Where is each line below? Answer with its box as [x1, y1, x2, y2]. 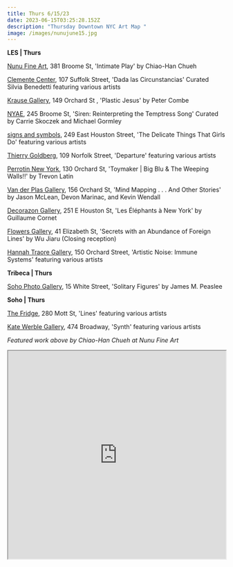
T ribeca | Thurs [7, 269, 53, 278]
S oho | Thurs [7, 296, 46, 304]
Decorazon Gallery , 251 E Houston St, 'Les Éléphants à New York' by [7, 206, 203, 215]
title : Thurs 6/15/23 [7, 10, 70, 17]
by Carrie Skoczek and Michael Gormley [7, 117, 122, 126]
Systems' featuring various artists [7, 255, 104, 264]
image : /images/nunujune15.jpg [7, 29, 97, 37]
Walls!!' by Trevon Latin [7, 172, 74, 180]
